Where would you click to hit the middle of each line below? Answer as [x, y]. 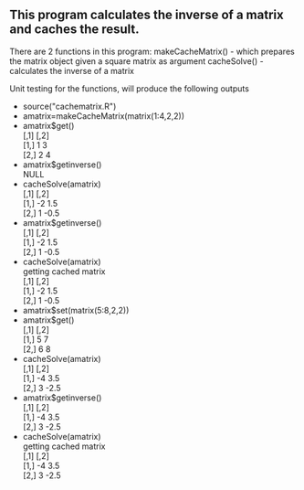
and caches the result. [74, 30]
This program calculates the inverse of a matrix [147, 15]
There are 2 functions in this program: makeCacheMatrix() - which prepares [152, 51]
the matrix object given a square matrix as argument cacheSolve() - [136, 61]
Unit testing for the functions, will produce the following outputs [129, 88]
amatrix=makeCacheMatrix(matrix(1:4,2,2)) [104, 116]
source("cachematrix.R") [69, 106]
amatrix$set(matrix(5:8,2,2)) [76, 310]
